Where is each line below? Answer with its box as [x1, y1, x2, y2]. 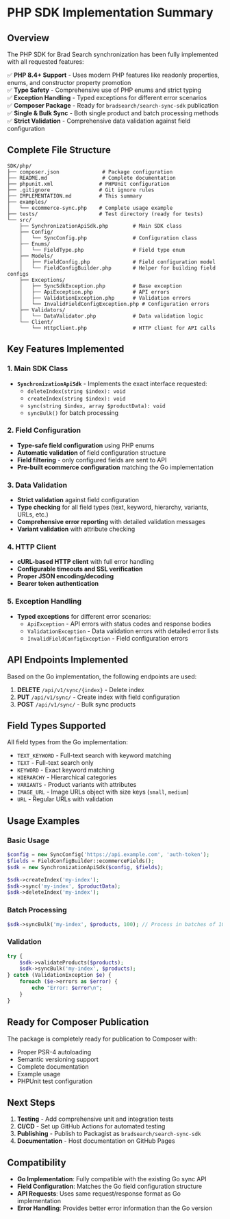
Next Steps [7, 1096, 55, 1109]
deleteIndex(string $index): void [27, 388, 126, 395]
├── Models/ [19, 252, 53, 259]
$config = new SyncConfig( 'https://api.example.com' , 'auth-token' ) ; [7, 851, 210, 858]
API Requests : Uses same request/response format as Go [16, 1190, 181, 1198]
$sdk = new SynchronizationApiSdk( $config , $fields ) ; [7, 864, 164, 871]
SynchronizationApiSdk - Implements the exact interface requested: [16, 379, 207, 388]
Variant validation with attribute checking [16, 525, 136, 533]
